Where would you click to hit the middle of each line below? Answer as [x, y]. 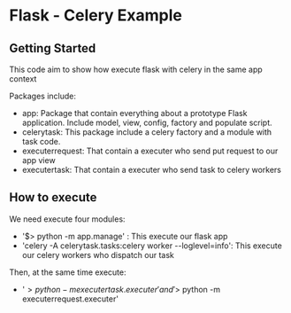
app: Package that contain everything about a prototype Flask [134, 113]
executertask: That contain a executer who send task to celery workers [151, 170]
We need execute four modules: [67, 219]
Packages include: [43, 96]
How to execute [53, 197]
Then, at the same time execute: [68, 272]
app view [38, 160]
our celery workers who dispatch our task [98, 254]
